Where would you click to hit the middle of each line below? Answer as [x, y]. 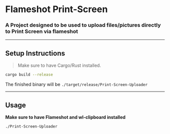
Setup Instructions [35, 53]
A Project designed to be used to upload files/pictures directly [83, 25]
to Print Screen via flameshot [42, 31]
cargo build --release [29, 75]
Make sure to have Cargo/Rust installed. [59, 65]
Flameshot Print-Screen [56, 9]
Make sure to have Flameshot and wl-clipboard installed [65, 117]
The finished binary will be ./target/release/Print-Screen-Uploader [76, 84]
